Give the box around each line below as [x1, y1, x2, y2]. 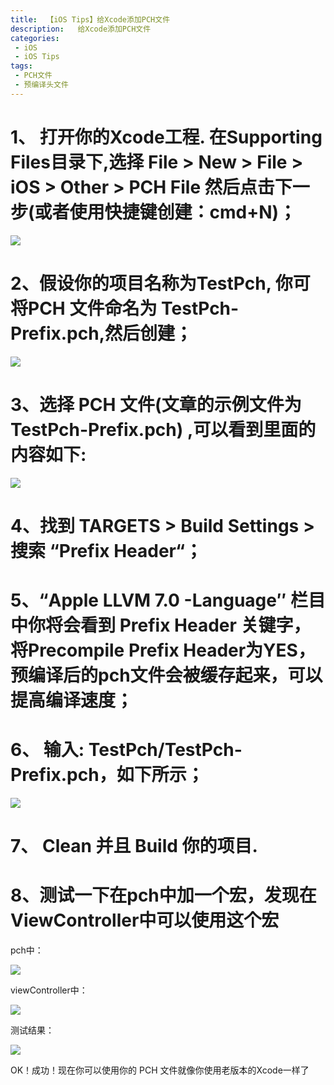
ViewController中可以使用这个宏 [10, 909, 280, 932]
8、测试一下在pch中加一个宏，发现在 [10, 884, 317, 907]
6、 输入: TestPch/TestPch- [10, 739, 243, 761]
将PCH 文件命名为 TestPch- [10, 297, 240, 320]
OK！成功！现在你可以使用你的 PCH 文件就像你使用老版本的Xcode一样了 [10, 1064, 310, 1076]
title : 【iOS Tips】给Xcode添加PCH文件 [10, 14, 171, 25]
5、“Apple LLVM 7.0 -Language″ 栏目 [10, 589, 326, 611]
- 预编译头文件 [14, 80, 69, 90]
